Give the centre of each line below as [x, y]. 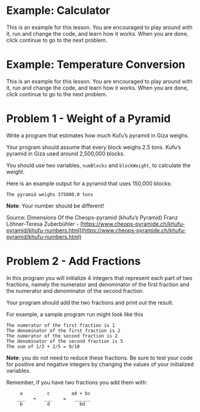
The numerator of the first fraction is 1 [61, 325]
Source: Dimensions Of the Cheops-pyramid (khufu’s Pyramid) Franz [92, 217]
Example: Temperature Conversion [96, 65]
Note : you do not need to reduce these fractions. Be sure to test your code [99, 358]
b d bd [52, 404]
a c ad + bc [55, 393]
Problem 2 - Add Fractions [74, 261]
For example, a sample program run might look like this [75, 314]
